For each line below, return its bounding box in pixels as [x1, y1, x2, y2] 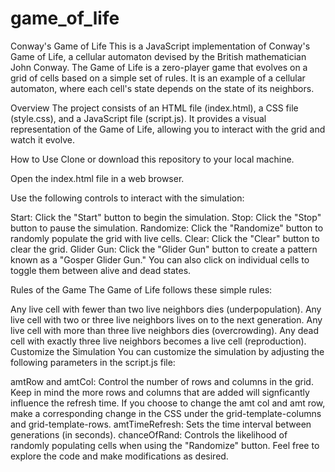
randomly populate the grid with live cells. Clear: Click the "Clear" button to [10, 232, 320, 244]
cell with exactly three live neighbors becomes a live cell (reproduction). [10, 335, 307, 347]
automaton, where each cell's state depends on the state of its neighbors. [10, 82, 315, 94]
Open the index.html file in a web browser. [10, 172, 185, 184]
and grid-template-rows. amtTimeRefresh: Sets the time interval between [10, 418, 312, 430]
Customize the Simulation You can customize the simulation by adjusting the [10, 345, 325, 357]
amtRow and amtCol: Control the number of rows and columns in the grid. [10, 375, 314, 387]
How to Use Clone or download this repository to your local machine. [10, 153, 295, 165]
